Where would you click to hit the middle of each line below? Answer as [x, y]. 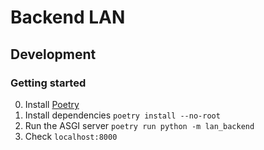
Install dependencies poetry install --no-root [122, 115]
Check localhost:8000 [71, 136]
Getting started [48, 83]
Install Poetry [52, 104]
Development [53, 54]
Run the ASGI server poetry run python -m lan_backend [139, 125]
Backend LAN [68, 17]
